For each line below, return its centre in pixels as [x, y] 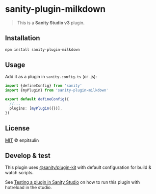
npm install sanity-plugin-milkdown [42, 49]
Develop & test [28, 155]
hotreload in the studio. [28, 188]
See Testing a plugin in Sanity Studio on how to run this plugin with [73, 182]
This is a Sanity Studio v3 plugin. [51, 23]
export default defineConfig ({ [37, 99]
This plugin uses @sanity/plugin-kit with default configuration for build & [78, 167]
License [17, 128]
